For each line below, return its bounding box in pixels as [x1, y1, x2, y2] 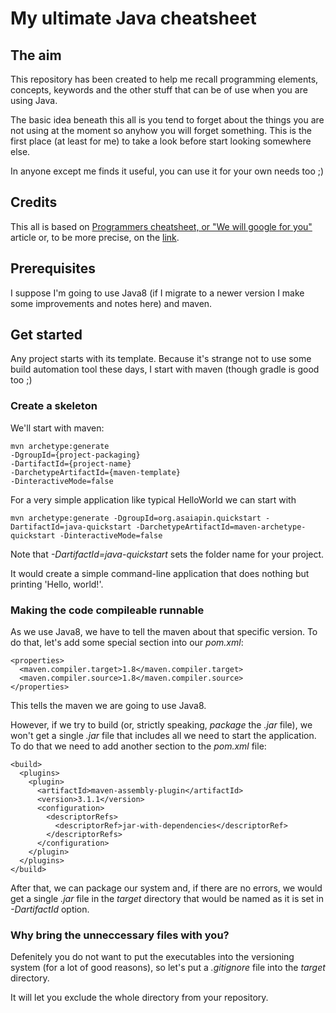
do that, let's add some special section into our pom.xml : [10, 637, 244, 649]
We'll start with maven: [10, 422, 105, 434]
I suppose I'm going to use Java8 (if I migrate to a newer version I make [10, 287, 305, 299]
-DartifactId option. [10, 903, 90, 916]
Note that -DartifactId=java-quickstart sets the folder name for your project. [10, 548, 325, 560]
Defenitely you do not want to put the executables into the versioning [10, 951, 295, 963]
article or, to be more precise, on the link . [10, 231, 180, 243]
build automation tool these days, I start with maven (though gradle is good [10, 363, 320, 376]
